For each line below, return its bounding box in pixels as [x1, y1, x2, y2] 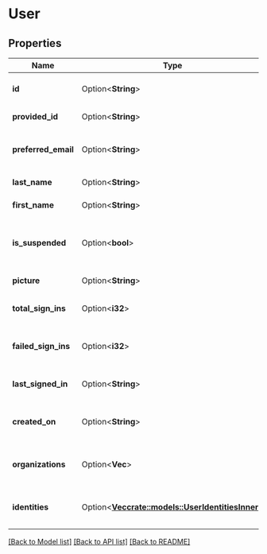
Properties [8, 37, 62, 50]
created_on [12, 416, 56, 427]
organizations [12, 459, 66, 470]
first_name [12, 200, 54, 211]
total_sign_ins [12, 303, 66, 314]
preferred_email [12, 144, 74, 155]
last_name [12, 176, 52, 188]
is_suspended [12, 238, 67, 248]
